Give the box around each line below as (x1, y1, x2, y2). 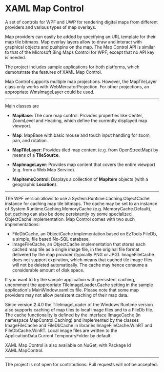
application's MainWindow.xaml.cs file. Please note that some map (5, 287, 139, 293)
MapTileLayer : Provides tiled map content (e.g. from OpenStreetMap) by (12, 147, 159, 153)
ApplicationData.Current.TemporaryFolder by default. (5, 332, 112, 338)
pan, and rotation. (12, 137, 48, 143)
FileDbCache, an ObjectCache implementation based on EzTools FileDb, (12, 230, 157, 237)
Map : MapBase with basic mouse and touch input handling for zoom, (12, 132, 151, 138)
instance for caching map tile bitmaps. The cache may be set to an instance (5, 201, 158, 207)
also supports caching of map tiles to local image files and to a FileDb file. (5, 307, 154, 312)
